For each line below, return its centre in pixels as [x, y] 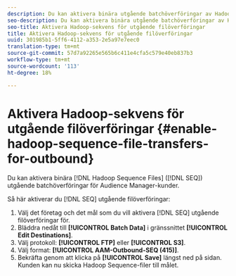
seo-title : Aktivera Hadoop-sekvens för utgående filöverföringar [106, 27]
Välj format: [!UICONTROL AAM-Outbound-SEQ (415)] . [98, 250]
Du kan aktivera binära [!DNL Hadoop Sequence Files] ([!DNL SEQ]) [105, 178]
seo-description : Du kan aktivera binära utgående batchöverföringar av [116, 20]
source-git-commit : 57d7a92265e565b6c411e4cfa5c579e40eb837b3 [100, 54]
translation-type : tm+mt [44, 46]
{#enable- [187, 128]
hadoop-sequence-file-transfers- [108, 143]
